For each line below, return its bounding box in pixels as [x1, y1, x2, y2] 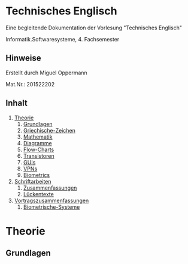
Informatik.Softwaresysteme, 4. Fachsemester [5, 35, 120, 43]
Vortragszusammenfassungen [14, 197, 89, 204]
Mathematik [23, 133, 53, 140]
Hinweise [5, 53, 41, 64]
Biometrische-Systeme [23, 203, 80, 211]
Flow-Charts [23, 146, 54, 153]
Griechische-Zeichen [23, 127, 76, 134]
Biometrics [23, 171, 50, 178]
